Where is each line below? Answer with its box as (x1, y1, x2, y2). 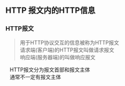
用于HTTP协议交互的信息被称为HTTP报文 (19, 39, 119, 46)
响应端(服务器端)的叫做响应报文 (19, 53, 96, 60)
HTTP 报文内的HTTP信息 (5, 5, 96, 16)
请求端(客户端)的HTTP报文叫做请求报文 (19, 46, 114, 53)
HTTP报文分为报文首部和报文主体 (9, 66, 91, 73)
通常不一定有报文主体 (9, 73, 61, 80)
